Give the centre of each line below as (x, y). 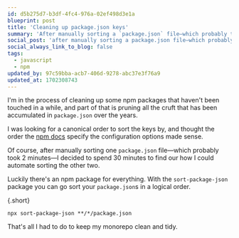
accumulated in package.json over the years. (73, 115)
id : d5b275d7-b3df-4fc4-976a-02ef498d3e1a (71, 14)
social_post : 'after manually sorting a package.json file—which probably (121, 40)
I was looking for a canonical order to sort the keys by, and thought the (111, 129)
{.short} (19, 200)
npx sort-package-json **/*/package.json (70, 214)
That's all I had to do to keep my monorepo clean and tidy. (92, 227)
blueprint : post (31, 21)
